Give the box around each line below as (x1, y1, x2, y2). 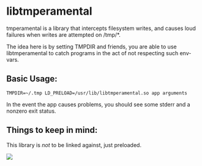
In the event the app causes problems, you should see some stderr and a (6, 100, 191, 108)
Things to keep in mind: (6, 125, 98, 135)
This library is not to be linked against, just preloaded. (6, 141, 142, 148)
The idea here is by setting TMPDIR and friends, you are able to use (6, 43, 177, 50)
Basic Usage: (6, 74, 58, 84)
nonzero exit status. (6, 107, 56, 115)
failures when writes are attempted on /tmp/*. (6, 31, 121, 38)
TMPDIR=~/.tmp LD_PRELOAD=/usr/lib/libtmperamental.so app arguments (6, 90, 188, 96)
